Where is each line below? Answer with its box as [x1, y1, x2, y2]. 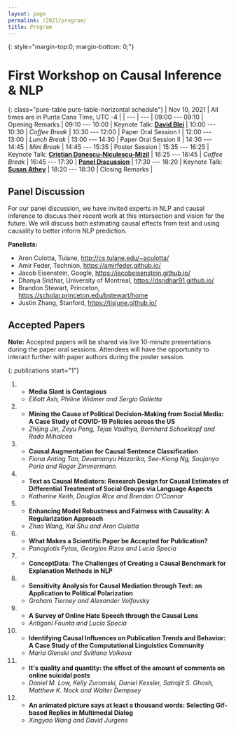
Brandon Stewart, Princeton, [18, 284, 100, 292]
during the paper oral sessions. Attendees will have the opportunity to [8, 345, 209, 354]
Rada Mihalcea [28, 432, 73, 440]
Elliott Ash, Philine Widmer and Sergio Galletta [28, 394, 162, 403]
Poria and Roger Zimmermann [28, 462, 116, 470]
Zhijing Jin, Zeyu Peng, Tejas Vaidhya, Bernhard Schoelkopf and [28, 425, 216, 433]
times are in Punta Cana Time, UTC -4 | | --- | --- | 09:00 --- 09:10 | [8, 113, 204, 122]
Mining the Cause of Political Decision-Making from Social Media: [28, 409, 224, 418]
